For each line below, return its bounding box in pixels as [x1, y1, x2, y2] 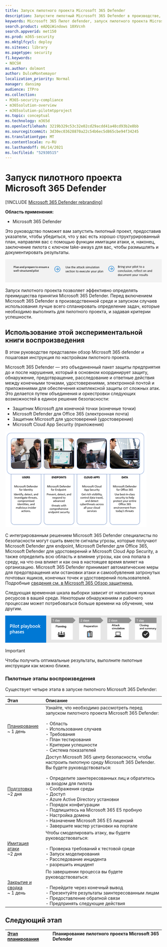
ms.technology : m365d [5, 119, 50, 124]
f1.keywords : [5, 55, 32, 60]
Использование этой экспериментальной [5, 328, 143, 337]
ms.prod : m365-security [5, 34, 55, 39]
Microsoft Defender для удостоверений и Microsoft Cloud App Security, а [5, 549, 158, 555]
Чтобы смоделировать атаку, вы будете [45, 830, 131, 836]
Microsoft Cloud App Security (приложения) [12, 421, 104, 427]
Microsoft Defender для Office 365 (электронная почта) [12, 411, 129, 417]
